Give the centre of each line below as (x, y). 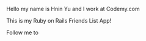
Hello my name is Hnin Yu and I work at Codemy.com (73, 9)
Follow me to (22, 32)
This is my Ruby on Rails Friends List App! (59, 20)
